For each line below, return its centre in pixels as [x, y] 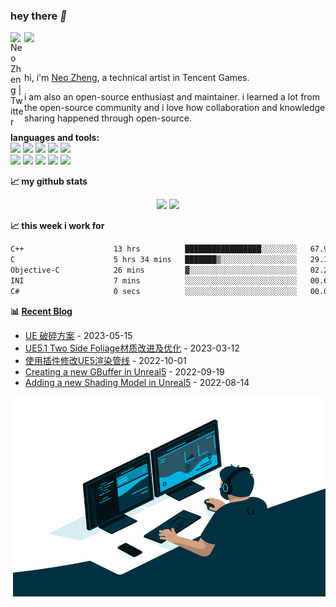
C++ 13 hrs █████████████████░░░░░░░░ [154, 249]
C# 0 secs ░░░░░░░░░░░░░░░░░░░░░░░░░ [154, 291]
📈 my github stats [49, 181]
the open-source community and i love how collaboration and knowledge [175, 108]
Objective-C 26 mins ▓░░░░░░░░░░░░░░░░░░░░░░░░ [154, 270]
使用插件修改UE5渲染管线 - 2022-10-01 [105, 360]
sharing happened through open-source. [108, 118]
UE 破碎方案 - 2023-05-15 [78, 335]
